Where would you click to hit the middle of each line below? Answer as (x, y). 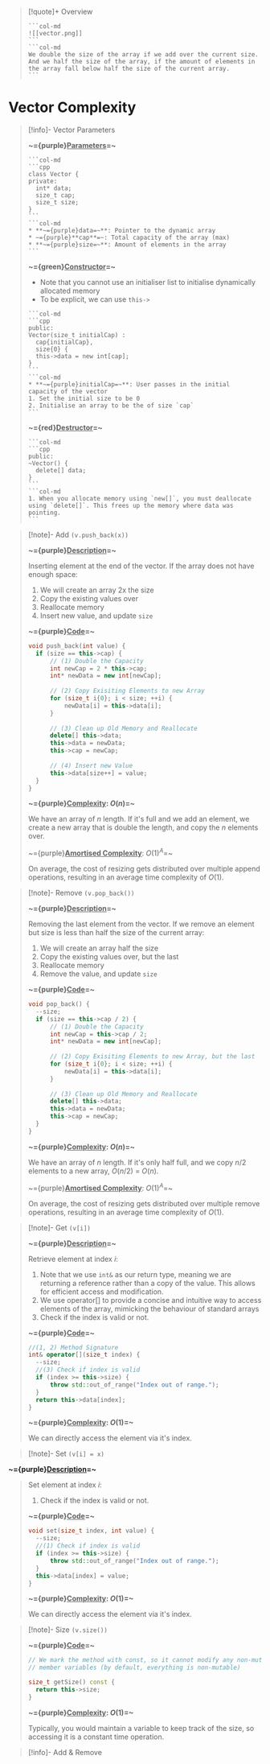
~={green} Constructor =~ (72, 266)
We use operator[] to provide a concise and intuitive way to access (151, 1300)
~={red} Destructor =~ (65, 427)
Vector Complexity (72, 107)
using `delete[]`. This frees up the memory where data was (131, 505)
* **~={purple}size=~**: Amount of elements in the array (127, 245)
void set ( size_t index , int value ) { (91, 1531)
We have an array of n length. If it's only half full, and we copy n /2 (137, 1162)
